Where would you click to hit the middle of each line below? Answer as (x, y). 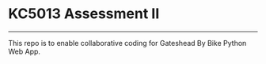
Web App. (25, 51)
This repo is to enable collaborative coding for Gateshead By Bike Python (127, 43)
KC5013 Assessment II (84, 14)
